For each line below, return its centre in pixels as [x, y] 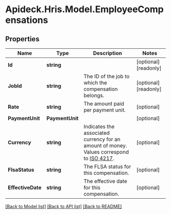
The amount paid [104, 104]
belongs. [94, 95]
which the [95, 83]
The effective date [105, 181]
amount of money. [105, 146]
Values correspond [106, 152]
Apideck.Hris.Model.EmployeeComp [84, 9]
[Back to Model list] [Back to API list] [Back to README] [64, 206]
